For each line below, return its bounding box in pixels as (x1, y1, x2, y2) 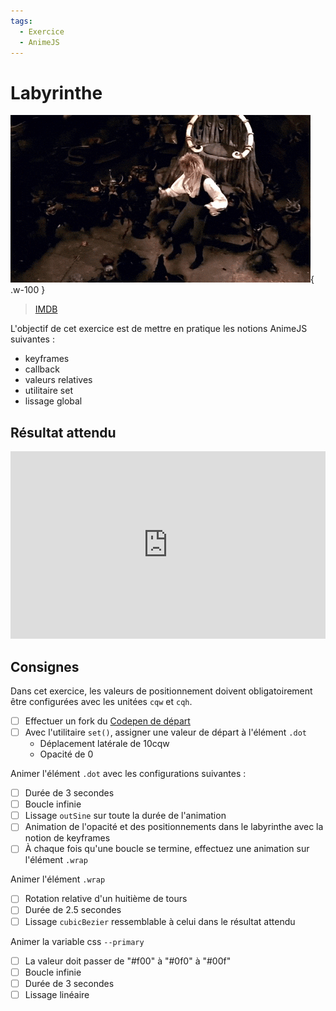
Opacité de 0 (39, 748, 94, 760)
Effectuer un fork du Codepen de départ (24, 715, 191, 727)
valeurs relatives (24, 374, 93, 386)
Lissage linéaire (24, 988, 90, 1000)
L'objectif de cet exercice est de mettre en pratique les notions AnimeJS (10, 323, 308, 335)
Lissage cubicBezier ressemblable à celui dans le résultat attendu (24, 915, 296, 927)
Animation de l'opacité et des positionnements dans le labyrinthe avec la (24, 821, 324, 833)
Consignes (10, 658, 80, 675)
